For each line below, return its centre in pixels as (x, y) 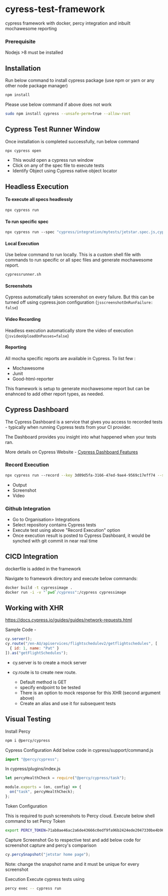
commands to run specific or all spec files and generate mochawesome (79, 260)
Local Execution (22, 243)
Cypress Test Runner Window (53, 129)
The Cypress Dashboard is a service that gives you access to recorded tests (84, 422)
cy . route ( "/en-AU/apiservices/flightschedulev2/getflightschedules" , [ (81, 644)
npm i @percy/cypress (28, 740)
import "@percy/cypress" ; (32, 759)
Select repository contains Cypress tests (54, 525)
